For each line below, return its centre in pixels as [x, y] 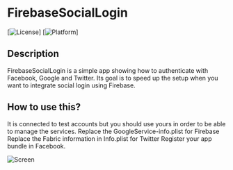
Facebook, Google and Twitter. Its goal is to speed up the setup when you [113, 78]
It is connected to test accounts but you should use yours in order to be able [116, 124]
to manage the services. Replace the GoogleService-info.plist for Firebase [113, 131]
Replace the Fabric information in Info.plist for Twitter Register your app [110, 138]
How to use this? [44, 107]
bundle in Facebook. [37, 146]
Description [33, 54]
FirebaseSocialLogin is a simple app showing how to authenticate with [108, 70]
